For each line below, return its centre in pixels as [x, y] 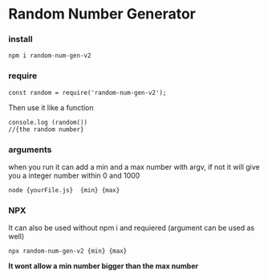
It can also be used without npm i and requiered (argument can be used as [132, 228]
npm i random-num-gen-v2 [50, 56]
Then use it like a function [51, 107]
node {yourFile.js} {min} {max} [64, 191]
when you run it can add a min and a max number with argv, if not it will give [134, 167]
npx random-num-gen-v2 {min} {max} [68, 251]
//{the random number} [46, 129]
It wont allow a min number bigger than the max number [104, 266]
